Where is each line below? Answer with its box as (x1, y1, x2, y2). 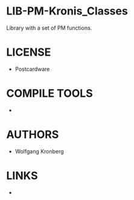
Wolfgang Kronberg (14, 147, 65, 155)
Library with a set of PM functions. (6, 24, 92, 31)
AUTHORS (6, 128, 59, 141)
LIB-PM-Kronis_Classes (6, 4, 128, 18)
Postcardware (14, 65, 50, 73)
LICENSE (6, 45, 51, 59)
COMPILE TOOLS (6, 86, 93, 100)
